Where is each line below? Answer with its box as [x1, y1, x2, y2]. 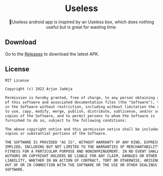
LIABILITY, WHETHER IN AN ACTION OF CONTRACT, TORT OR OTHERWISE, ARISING [5, 158, 160, 163]
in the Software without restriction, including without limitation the [5, 105, 155, 110]
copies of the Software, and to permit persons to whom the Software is [5, 113, 155, 118]
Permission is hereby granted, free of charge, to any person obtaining [5, 96, 155, 100]
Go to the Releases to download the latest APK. [5, 51, 99, 57]
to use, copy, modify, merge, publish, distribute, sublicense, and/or [5, 109, 153, 114]
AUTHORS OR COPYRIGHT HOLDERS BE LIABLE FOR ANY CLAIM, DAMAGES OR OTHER [5, 153, 158, 158]
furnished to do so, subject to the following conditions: [5, 118, 127, 123]
